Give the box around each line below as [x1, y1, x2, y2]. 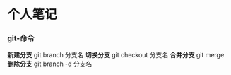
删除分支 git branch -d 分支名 [7, 59, 93, 68]
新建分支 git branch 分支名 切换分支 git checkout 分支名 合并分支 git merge [7, 51, 225, 59]
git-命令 [7, 33, 35, 43]
